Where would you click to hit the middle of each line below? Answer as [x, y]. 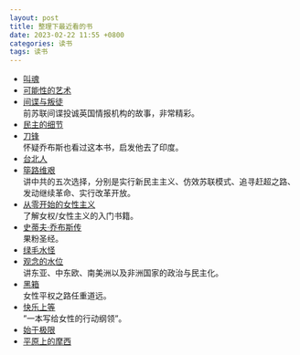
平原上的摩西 [47, 341]
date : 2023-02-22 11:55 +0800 [67, 35]
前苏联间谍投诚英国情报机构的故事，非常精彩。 [111, 113]
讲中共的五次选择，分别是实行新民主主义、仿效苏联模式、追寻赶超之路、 [159, 182]
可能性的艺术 [47, 90]
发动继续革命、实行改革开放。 [79, 193]
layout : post [34, 18]
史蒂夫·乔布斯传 [52, 227]
